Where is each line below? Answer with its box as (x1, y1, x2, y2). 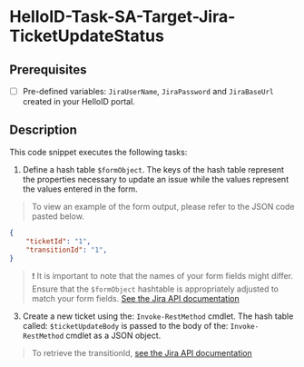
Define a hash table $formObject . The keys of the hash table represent (22, 164, 284, 174)
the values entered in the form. (22, 183, 138, 194)
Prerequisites (9, 62, 87, 77)
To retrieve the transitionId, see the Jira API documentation (31, 348, 252, 359)
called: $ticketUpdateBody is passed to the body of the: (22, 321, 229, 332)
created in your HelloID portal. (22, 96, 136, 107)
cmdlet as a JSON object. (65, 330, 162, 342)
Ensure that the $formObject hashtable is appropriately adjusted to (31, 283, 279, 294)
